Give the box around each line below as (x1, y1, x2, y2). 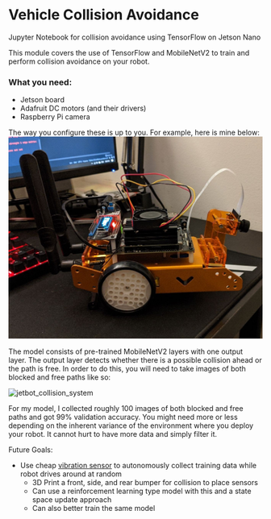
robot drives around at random (19, 469, 123, 479)
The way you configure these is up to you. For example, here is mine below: (8, 127, 260, 138)
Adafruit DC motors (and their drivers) (19, 103, 147, 114)
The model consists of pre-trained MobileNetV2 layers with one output (8, 347, 244, 356)
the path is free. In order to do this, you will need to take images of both (8, 364, 246, 374)
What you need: (8, 77, 73, 88)
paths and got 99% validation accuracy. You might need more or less (8, 413, 238, 422)
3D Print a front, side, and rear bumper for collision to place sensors (31, 478, 258, 488)
